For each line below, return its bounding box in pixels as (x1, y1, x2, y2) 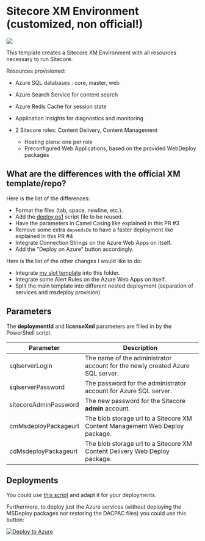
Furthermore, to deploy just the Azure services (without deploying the (6, 503, 182, 510)
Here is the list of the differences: (6, 194, 90, 202)
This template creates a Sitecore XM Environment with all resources (6, 49, 177, 56)
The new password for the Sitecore (85, 396, 186, 405)
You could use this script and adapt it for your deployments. (6, 492, 157, 499)
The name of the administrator (85, 354, 172, 362)
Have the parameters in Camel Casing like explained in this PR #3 (15, 219, 180, 227)
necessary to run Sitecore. (6, 55, 73, 62)
